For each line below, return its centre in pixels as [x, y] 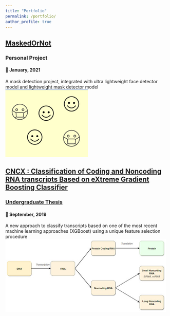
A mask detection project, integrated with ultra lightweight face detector [81, 81]
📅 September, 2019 [26, 214]
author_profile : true [29, 22]
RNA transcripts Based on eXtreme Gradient [77, 180]
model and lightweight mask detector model [52, 87]
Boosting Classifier [37, 188]
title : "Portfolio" [26, 11]
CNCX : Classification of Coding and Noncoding [83, 171]
